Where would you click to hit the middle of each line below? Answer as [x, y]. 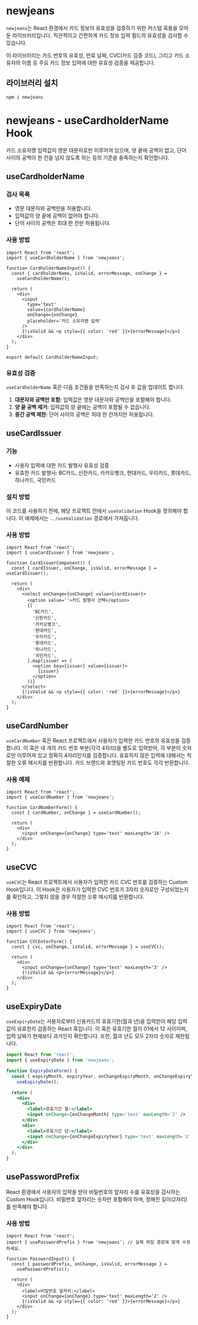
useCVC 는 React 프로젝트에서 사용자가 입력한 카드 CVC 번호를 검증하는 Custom [97, 882]
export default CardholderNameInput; [52, 357]
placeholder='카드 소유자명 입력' [65, 321]
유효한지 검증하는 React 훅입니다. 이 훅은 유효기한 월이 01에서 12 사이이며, [102, 1029]
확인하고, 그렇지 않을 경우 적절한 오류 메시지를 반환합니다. [78, 897]
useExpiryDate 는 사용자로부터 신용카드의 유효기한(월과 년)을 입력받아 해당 [91, 1021]
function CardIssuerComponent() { [49, 563]
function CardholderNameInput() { [49, 268]
